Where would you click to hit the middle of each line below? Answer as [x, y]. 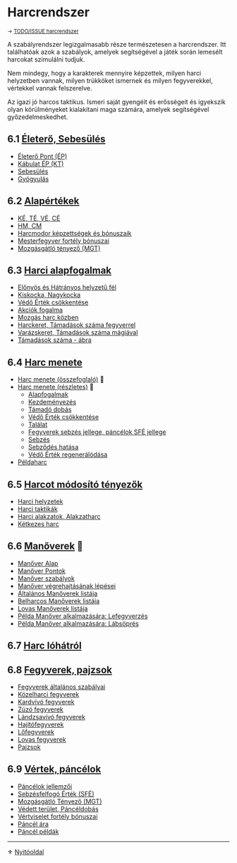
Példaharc [32, 462]
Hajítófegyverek [41, 725]
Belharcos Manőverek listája [59, 601]
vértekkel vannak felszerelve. [50, 88]
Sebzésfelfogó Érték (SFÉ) [56, 794]
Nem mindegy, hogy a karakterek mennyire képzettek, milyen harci [104, 73]
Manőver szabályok [46, 578]
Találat [38, 425]
